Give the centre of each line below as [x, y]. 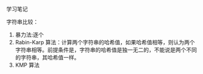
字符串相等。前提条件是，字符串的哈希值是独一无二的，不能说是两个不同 [106, 50]
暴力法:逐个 [29, 35]
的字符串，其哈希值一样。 [47, 57]
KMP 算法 [27, 65]
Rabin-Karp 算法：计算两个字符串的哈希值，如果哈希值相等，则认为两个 [105, 42]
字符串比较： [22, 22]
